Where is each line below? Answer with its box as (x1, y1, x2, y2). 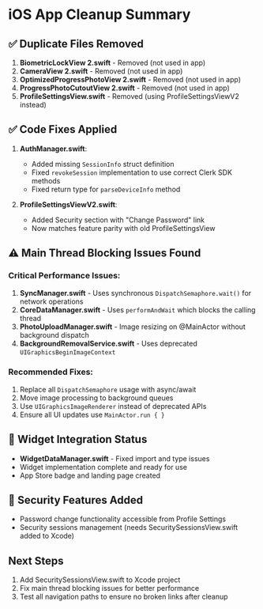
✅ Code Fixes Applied (8, 123, 118, 136)
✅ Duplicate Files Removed (8, 37, 144, 51)
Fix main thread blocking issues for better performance (19, 584, 200, 593)
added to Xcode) (19, 531, 75, 541)
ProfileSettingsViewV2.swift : (19, 199, 118, 209)
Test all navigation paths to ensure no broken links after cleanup (19, 592, 228, 602)
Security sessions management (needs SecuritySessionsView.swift (19, 523, 239, 532)
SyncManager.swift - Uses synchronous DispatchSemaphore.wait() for (19, 288, 252, 297)
